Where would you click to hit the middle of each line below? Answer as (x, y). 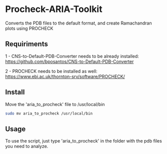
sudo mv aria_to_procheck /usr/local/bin (49, 113)
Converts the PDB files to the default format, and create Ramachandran (78, 23)
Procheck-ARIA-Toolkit (54, 9)
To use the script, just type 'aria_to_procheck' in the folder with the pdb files (84, 141)
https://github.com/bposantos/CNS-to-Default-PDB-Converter (69, 61)
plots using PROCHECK (29, 28)
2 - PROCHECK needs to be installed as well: (51, 71)
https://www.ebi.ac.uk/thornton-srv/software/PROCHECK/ (65, 76)
